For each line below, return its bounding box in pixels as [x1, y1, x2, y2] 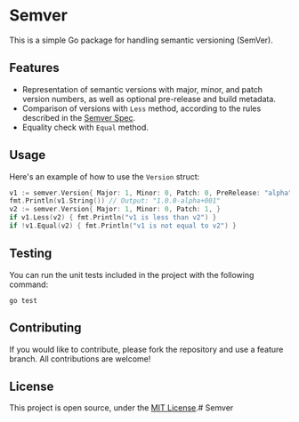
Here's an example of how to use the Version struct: [9, 171, 200, 182]
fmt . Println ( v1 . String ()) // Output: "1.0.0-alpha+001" [9, 196, 221, 205]
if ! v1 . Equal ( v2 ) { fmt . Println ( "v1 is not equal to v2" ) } [9, 221, 238, 231]
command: [9, 279, 49, 290]
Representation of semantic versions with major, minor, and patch [21, 84, 263, 94]
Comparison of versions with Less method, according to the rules [21, 103, 262, 114]
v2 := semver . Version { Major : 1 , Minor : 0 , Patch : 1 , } [9, 205, 221, 214]
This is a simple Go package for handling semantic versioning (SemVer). [9, 35, 274, 45]
